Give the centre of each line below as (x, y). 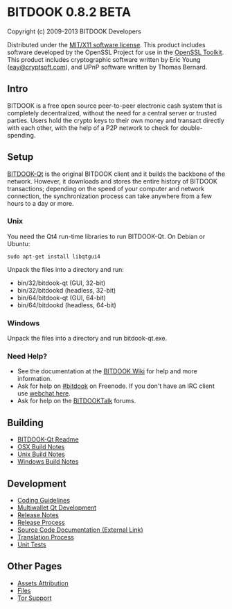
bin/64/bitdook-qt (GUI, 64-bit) (61, 298)
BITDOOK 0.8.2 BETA (69, 12)
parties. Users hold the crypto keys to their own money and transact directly (116, 120)
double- (191, 128)
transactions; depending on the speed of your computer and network (106, 188)
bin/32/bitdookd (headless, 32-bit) (66, 290)
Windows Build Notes (48, 462)
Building (25, 422)
